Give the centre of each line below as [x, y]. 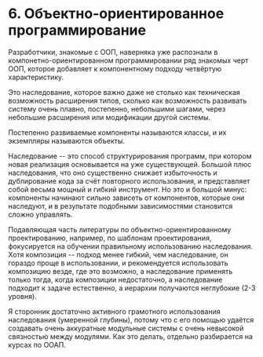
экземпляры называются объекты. [67, 140]
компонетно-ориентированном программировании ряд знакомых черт [128, 60]
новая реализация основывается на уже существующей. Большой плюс [130, 164]
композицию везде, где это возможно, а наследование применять [121, 271]
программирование [77, 30]
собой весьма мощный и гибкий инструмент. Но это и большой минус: [128, 189]
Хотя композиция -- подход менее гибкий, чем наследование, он [119, 254]
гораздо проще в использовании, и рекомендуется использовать [119, 263]
